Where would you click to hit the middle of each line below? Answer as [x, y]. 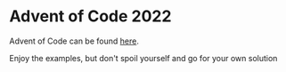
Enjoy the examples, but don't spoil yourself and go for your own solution [143, 58]
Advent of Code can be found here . [74, 41]
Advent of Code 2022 [90, 16]
